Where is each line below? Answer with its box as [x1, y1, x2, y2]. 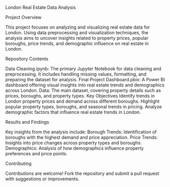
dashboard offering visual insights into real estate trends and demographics [5, 82, 165, 88]
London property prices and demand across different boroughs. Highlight [5, 98, 160, 104]
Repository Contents [5, 56, 48, 62]
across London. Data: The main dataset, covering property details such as [5, 87, 161, 93]
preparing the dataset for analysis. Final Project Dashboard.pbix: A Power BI [5, 77, 165, 82]
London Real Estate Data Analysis [5, 5, 76, 10]
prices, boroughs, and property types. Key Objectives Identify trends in [5, 93, 155, 99]
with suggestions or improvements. [5, 176, 80, 182]
